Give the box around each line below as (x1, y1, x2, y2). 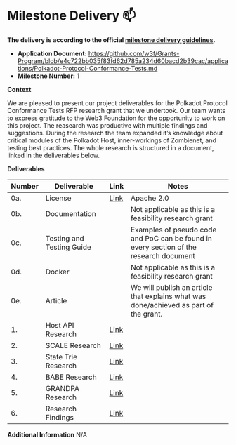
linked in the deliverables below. (7, 151, 100, 159)
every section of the (130, 242, 197, 252)
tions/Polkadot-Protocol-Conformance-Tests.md (17, 64, 158, 72)
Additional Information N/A (7, 430, 88, 439)
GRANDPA (45, 383, 79, 393)
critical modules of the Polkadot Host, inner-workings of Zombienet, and (7, 136, 216, 145)
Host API (45, 320, 74, 330)
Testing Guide (45, 242, 91, 252)
